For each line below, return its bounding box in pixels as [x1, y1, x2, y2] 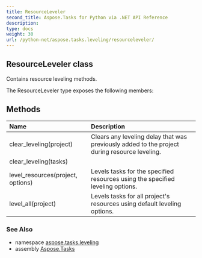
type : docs [6, 25, 34, 32]
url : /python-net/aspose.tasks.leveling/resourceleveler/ [6, 37, 155, 43]
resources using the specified [91, 174, 176, 183]
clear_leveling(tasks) [9, 157, 68, 166]
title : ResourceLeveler [6, 8, 66, 15]
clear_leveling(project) [9, 140, 73, 148]
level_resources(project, [9, 171, 78, 179]
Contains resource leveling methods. [6, 75, 97, 82]
